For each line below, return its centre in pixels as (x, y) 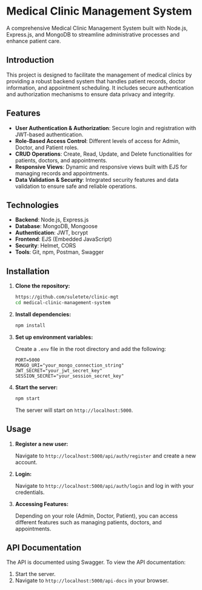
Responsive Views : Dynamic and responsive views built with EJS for (101, 167)
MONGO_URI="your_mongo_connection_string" (69, 365)
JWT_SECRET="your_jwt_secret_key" (59, 370)
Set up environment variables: (54, 337)
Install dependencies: (43, 314)
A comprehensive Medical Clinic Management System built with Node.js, (97, 28)
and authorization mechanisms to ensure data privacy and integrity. (91, 94)
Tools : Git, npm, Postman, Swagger (59, 252)
